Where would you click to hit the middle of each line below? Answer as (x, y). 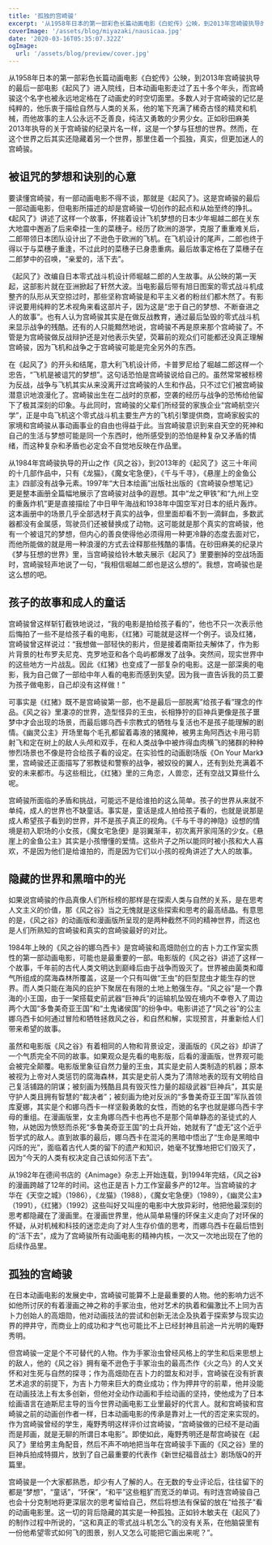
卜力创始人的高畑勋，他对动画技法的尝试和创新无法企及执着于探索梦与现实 (132, 1315)
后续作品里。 (30, 1246)
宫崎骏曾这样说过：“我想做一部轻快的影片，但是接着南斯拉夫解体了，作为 (131, 644)
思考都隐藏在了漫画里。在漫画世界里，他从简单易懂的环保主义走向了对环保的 (136, 1215)
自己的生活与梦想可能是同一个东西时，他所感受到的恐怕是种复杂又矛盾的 (129, 435)
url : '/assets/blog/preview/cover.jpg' (83, 54)
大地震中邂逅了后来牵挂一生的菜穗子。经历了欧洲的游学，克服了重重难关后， (136, 228)
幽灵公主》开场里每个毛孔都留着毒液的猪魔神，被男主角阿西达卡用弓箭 (143, 732)
